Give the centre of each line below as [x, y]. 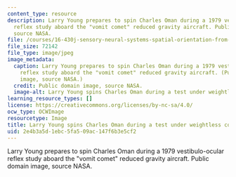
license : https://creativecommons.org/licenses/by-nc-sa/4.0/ [100, 105]
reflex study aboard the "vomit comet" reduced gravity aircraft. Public [108, 159]
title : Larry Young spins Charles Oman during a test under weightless [114, 125]
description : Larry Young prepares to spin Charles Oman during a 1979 [114, 20]
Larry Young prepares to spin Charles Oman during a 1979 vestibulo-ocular [116, 151]
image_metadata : [31, 60]
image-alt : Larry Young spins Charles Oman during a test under [110, 92]
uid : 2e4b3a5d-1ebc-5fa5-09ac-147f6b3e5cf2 [72, 131]
